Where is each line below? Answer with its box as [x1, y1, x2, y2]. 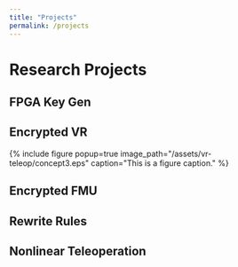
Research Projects [9, 59, 147, 80]
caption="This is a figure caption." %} [91, 157, 229, 169]
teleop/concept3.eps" [9, 157, 90, 169]
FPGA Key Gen [9, 95, 91, 110]
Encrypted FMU [9, 184, 98, 199]
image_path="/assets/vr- [120, 148, 212, 159]
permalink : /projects [9, 21, 90, 30]
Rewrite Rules [9, 214, 87, 229]
